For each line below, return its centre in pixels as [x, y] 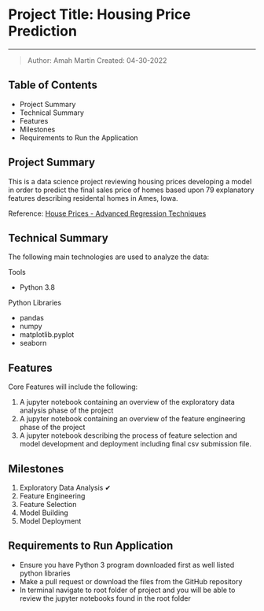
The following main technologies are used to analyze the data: [109, 257]
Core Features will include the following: [73, 387]
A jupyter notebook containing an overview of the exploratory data [127, 402]
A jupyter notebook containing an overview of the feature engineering [132, 419]
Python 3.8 [37, 287]
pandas [32, 318]
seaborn [33, 343]
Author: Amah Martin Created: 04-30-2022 [97, 60]
